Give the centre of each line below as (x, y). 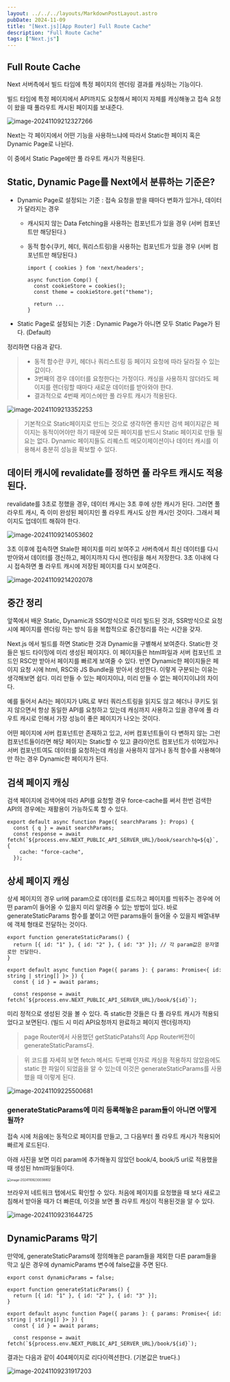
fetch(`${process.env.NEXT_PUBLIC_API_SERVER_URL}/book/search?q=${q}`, (113, 840)
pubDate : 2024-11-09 (37, 20)
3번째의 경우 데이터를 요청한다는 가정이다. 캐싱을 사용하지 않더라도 (123, 378)
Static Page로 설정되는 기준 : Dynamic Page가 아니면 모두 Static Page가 (115, 323)
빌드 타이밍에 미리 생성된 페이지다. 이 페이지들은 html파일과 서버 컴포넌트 (117, 652)
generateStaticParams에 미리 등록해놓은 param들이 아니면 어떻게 (112, 1109)
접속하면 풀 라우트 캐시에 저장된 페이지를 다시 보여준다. (87, 566)
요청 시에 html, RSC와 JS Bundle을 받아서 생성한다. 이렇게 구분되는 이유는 (119, 669)
